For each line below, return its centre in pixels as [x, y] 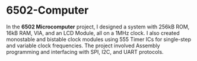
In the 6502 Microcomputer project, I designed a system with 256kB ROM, [98, 27]
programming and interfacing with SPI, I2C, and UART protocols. [85, 52]
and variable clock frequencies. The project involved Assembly [83, 46]
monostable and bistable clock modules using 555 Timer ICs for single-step [99, 39]
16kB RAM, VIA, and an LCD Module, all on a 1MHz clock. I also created [93, 33]
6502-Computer [47, 10]
